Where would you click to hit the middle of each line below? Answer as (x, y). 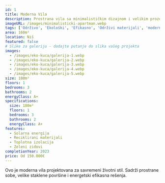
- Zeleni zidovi (26, 147)
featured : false (22, 42)
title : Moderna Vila (26, 14)
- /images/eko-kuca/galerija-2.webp (47, 60)
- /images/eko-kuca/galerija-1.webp (47, 55)
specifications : (22, 101)
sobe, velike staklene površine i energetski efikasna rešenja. (66, 175)
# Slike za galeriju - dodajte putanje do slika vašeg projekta (72, 46)
